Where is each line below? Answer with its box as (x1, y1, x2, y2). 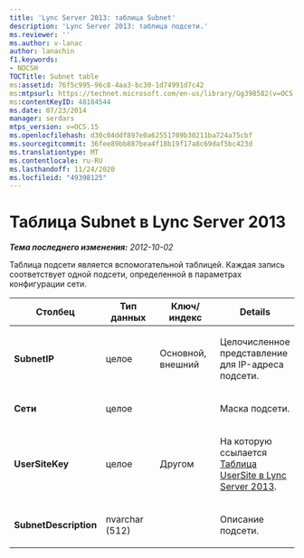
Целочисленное (220, 336, 290, 348)
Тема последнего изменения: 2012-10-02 (9, 241, 174, 253)
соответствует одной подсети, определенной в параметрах (9, 269, 242, 280)
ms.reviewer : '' (9, 30, 71, 39)
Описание (220, 513, 264, 525)
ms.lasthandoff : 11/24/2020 (9, 165, 116, 174)
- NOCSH (9, 64, 39, 73)
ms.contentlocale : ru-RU (9, 156, 103, 166)
